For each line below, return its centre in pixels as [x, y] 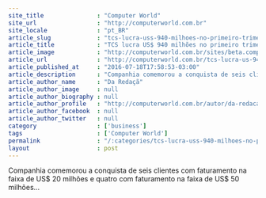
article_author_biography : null [63, 97]
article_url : [55, 60]
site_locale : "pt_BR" [68, 30]
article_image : [55, 52]
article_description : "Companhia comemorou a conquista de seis [127, 74]
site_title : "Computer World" [84, 15]
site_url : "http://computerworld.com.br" [108, 23]
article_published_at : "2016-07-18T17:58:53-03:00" [104, 67]
